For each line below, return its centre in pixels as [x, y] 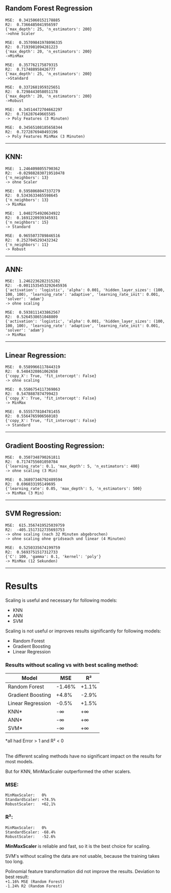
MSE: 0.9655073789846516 [33, 236]
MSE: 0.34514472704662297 [34, 109]
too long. [15, 861]
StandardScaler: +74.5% [31, 800]
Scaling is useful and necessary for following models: [61, 600]
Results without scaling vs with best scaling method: [72, 665]
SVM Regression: [34, 514]
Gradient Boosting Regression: [55, 446]
